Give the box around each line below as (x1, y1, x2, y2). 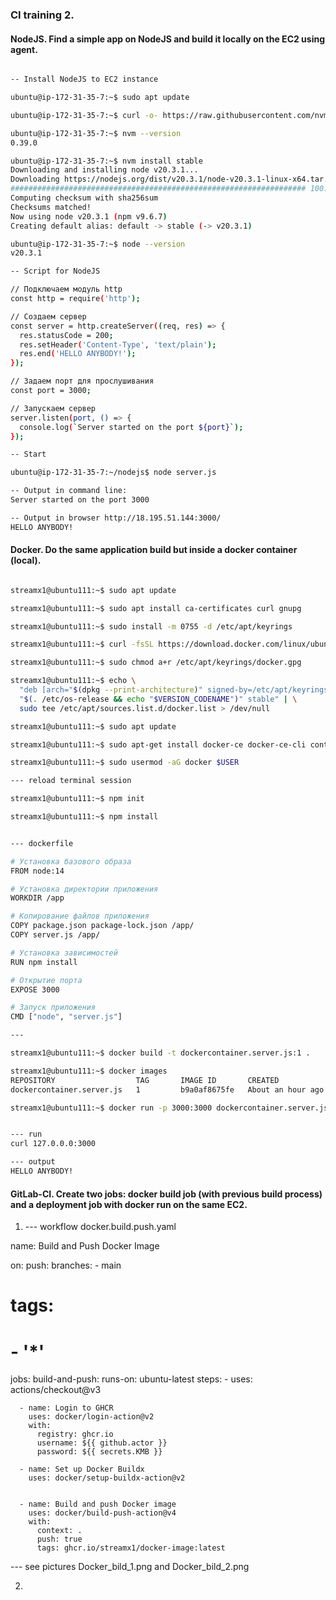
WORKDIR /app (10, 893, 65, 903)
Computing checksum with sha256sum (10, 193, 159, 203)
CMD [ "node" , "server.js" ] (10, 1012, 123, 1022)
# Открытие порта (10, 975, 83, 985)
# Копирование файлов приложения (10, 911, 150, 922)
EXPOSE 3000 (10, 984, 60, 995)
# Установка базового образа (10, 856, 132, 867)
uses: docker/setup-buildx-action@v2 (28, 1473, 186, 1483)
